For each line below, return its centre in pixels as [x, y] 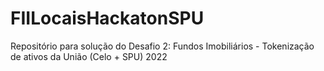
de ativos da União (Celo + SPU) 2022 [89, 56]
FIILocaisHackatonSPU [107, 18]
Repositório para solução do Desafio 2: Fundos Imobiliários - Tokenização [162, 46]
